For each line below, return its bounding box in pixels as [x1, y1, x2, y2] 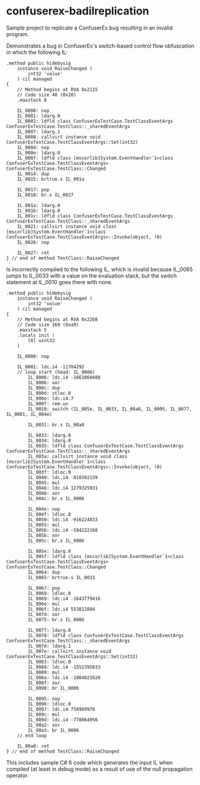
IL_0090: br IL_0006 [28, 685, 79, 691]
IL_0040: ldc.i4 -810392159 [28, 474, 98, 480]
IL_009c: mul [28, 712, 61, 718]
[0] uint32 [28, 337, 55, 344]
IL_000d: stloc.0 [28, 390, 71, 396]
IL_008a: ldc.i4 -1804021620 [28, 674, 101, 681]
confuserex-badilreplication [6, 4, 150, 18]
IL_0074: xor [28, 611, 61, 618]
